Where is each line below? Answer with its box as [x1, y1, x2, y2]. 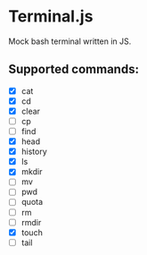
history [20, 146, 48, 157]
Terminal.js [8, 6, 94, 27]
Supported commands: [8, 62, 140, 77]
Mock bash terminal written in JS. [8, 36, 132, 47]
